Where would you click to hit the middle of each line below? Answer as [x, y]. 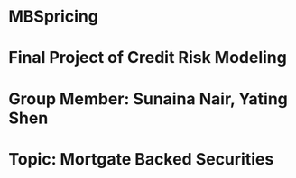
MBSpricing [53, 17]
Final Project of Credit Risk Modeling [148, 58]
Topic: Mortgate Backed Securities [141, 159]
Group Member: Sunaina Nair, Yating [148, 98]
